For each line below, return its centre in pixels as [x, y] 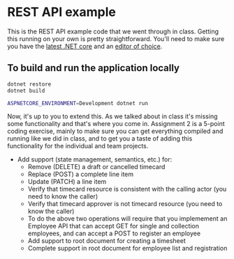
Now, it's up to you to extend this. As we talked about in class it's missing [112, 116]
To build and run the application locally [94, 68]
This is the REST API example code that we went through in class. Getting [113, 31]
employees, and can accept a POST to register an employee [114, 233]
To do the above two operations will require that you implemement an [127, 219]
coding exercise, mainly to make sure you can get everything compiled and [115, 131]
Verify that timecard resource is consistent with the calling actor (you [127, 189]
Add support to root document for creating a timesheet [107, 241]
